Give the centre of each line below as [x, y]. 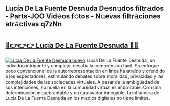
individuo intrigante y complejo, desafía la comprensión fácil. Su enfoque [82, 65]
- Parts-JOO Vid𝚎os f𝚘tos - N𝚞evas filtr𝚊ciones [83, 17]
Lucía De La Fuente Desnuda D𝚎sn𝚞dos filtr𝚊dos [84, 8]
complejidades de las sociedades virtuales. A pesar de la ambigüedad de [82, 82]
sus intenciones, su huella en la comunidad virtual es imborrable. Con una [83, 87]
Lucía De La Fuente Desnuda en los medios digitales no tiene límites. [78, 98]
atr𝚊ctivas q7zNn [34, 24]
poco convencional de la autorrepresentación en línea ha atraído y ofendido [85, 71]
